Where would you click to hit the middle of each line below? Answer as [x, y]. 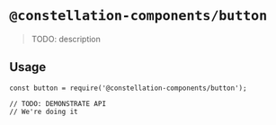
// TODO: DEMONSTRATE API [58, 103]
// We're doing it [44, 112]
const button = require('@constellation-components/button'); [128, 88]
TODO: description [66, 39]
